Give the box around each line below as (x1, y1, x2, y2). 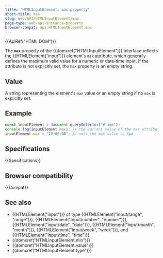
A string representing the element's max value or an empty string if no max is (5, 90, 156, 96)
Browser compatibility (5, 172, 74, 180)
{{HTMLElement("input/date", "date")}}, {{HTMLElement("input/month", (12, 222, 155, 227)
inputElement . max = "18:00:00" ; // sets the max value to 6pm (5, 131, 133, 136)
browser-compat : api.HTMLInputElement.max (5, 25, 92, 30)
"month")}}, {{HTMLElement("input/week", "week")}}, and (12, 226, 129, 233)
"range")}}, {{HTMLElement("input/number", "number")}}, (12, 216, 128, 222)
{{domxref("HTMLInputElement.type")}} (12, 247, 92, 253)
